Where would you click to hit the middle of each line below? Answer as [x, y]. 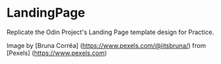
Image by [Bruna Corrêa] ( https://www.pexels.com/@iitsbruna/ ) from [106, 45]
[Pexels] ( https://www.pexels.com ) [57, 53]
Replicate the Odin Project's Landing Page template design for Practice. [110, 32]
